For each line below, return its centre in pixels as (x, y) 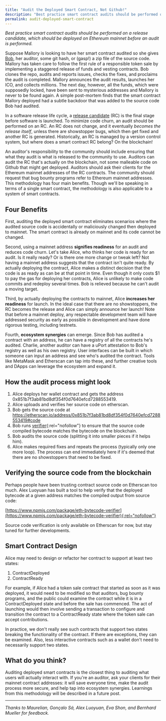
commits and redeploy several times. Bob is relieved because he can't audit (82, 284)
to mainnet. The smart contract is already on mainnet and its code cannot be (83, 232)
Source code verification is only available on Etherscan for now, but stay (79, 525)
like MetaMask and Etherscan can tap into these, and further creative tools (81, 361)
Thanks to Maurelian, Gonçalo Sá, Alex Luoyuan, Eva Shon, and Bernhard (81, 708)
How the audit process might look (58, 382)
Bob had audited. (23, 106)
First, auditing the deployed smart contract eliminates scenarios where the (81, 221)
